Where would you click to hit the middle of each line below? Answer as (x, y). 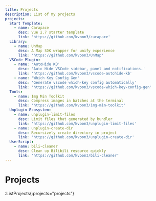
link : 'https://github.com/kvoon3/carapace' (64, 37)
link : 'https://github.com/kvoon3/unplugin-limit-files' (77, 124)
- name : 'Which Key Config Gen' (47, 78)
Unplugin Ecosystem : (30, 110)
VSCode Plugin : (25, 60)
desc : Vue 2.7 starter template (51, 32)
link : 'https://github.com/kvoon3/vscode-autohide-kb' (75, 74)
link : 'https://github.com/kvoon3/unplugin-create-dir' (76, 137)
